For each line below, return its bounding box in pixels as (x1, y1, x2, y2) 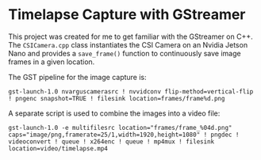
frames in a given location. (8, 57, 95, 67)
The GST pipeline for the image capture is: (8, 72, 147, 82)
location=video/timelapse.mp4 (8, 144, 109, 152)
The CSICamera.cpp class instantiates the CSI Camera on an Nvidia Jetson (8, 40, 248, 49)
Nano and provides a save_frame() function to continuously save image (8, 48, 241, 58)
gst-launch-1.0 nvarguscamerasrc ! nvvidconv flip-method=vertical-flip (8, 87, 254, 96)
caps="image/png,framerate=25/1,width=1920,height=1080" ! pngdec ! (8, 131, 240, 139)
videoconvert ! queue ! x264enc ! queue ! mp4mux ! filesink (8, 137, 215, 146)
